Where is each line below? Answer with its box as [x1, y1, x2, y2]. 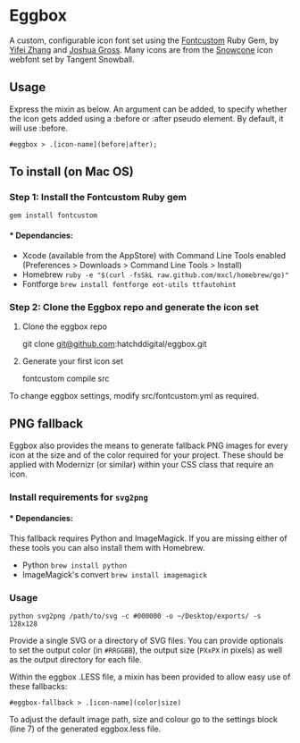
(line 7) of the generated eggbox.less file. [9, 723, 162, 734]
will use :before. [9, 122, 69, 133]
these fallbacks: [9, 681, 68, 692]
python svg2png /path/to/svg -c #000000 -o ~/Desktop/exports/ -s [9, 612, 262, 621]
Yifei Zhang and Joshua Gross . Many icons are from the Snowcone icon [9, 44, 273, 55]
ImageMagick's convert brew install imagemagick [21, 569, 208, 579]
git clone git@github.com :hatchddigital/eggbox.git [21, 338, 207, 349]
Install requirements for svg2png [9, 491, 149, 503]
